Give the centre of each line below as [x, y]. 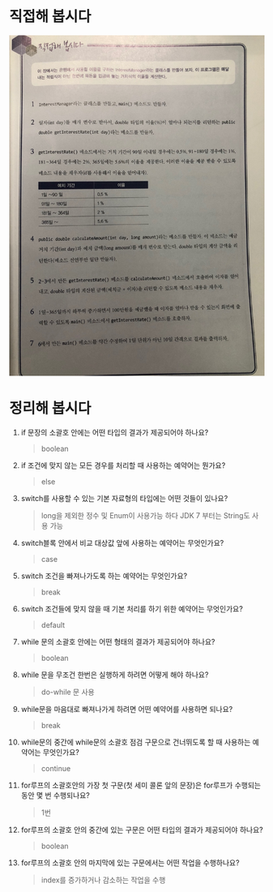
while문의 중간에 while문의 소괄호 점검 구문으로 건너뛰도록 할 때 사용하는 [136, 742]
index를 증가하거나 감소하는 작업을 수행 [103, 880]
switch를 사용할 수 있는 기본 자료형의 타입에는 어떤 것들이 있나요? [124, 498]
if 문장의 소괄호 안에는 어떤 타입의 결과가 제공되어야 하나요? [115, 432]
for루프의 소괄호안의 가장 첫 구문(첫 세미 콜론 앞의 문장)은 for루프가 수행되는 [141, 785]
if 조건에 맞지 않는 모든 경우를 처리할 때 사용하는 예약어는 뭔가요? [123, 465]
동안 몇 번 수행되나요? [55, 795]
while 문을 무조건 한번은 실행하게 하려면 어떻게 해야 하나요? [115, 675]
